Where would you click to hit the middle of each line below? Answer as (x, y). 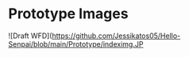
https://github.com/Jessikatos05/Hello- (116, 36)
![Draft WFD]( (30, 36)
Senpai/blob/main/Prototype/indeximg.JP (76, 44)
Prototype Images (68, 14)
